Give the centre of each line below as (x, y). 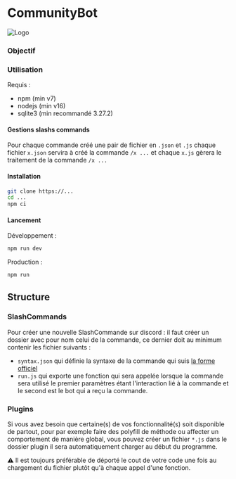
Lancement (24, 220)
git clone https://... (40, 191)
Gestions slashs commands (48, 129)
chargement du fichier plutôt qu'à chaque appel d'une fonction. (99, 468)
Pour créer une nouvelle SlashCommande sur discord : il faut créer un (108, 332)
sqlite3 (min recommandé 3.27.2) (65, 113)
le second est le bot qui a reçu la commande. (83, 390)
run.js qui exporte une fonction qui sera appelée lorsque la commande (120, 376)
